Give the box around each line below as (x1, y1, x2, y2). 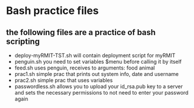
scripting (6, 36, 40, 46)
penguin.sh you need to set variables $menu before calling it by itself (14, 58, 182, 65)
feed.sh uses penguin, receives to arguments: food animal (14, 64, 155, 71)
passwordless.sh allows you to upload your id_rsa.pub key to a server (14, 83, 183, 90)
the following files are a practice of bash (6, 27, 156, 37)
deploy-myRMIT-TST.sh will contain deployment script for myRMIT (14, 52, 176, 59)
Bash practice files (6, 4, 99, 18)
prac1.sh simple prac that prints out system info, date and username (14, 71, 179, 77)
